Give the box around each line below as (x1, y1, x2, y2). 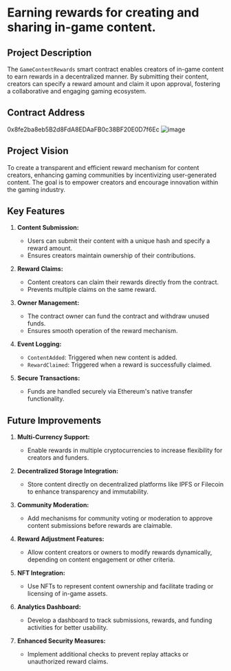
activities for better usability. (27, 624, 109, 632)
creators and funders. (27, 454, 89, 462)
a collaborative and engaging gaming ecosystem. (7, 87, 146, 95)
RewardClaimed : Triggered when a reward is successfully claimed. (27, 361, 212, 369)
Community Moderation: (16, 501, 89, 509)
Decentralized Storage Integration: (16, 467, 119, 476)
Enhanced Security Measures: (16, 637, 106, 645)
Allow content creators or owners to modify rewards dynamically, (27, 548, 212, 557)
